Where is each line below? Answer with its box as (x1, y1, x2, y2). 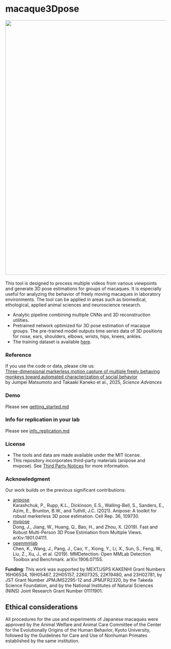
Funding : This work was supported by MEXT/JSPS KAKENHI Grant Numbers (5, 566, 165, 573)
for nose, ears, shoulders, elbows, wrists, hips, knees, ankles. (12, 333, 142, 339)
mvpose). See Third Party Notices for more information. (12, 463, 130, 469)
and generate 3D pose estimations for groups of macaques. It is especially (5, 286, 162, 292)
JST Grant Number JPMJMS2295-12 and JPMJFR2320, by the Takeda (5, 577, 153, 583)
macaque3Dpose (5, 3, 80, 15)
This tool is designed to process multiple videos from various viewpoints (5, 280, 157, 286)
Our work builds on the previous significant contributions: (5, 487, 126, 493)
